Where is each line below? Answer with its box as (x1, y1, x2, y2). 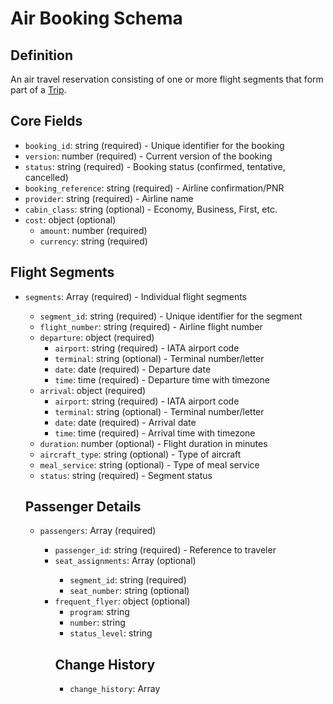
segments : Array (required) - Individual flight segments (24, 290, 247, 302)
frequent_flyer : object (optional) (54, 595, 191, 607)
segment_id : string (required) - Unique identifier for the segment (39, 310, 303, 322)
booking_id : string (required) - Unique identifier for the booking (24, 139, 285, 151)
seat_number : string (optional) (69, 585, 190, 597)
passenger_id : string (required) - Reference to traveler (54, 544, 277, 556)
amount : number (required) (39, 224, 148, 236)
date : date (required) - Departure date (54, 363, 212, 375)
